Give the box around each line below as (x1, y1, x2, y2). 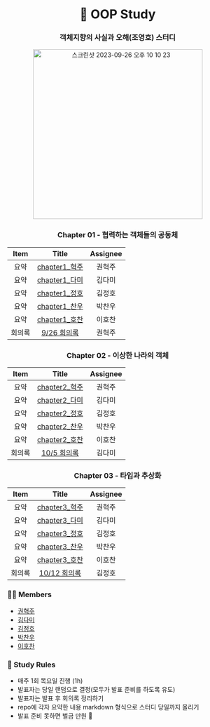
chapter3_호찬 (37, 555, 84, 565)
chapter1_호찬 (37, 314, 84, 324)
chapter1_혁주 (37, 262, 84, 272)
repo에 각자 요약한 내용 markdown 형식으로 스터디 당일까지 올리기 (17, 702, 199, 711)
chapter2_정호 (37, 408, 84, 418)
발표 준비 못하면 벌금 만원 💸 (17, 712, 93, 720)
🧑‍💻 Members (7, 589, 52, 599)
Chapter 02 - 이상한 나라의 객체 (66, 350, 169, 360)
